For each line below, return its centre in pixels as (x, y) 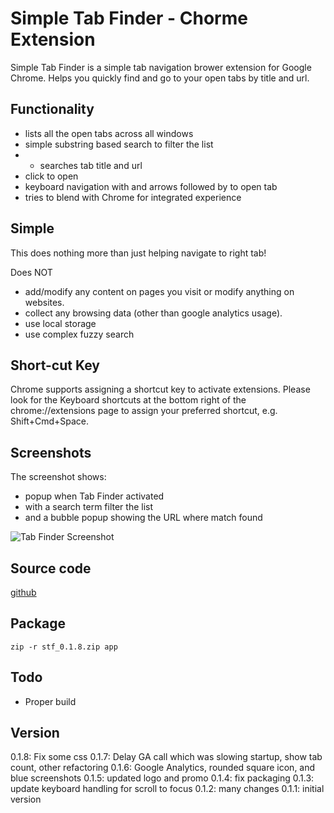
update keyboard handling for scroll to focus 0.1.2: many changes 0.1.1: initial (167, 789)
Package (38, 623)
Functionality (52, 109)
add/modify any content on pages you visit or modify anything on (159, 291)
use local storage (60, 323)
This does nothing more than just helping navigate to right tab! (138, 253)
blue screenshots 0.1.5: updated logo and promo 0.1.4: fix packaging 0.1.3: (162, 778)
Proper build (50, 701)
